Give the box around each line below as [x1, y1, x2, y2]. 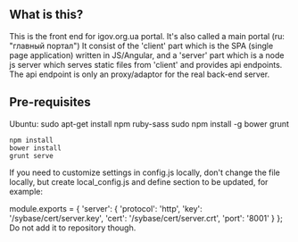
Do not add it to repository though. [9, 222, 137, 233]
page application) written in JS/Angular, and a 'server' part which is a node [9, 49, 285, 61]
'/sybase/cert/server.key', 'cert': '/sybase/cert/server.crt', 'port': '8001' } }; [9, 213, 283, 223]
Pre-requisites [9, 95, 91, 110]
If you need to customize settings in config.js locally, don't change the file [9, 167, 281, 178]
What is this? [9, 7, 84, 22]
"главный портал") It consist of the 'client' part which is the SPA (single [9, 40, 274, 51]
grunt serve [9, 151, 54, 160]
